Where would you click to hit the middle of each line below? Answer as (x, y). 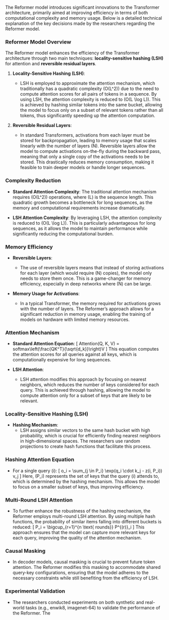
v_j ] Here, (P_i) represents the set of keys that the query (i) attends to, (86, 476)
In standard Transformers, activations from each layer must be (85, 135)
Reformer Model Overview (38, 42)
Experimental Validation (35, 591)
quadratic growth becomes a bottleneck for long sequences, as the (82, 202)
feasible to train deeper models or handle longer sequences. (83, 168)
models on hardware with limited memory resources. (75, 319)
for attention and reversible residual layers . (51, 64)
